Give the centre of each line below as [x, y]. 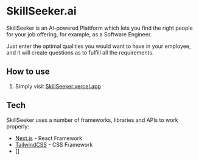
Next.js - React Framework [49, 138]
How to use [28, 72]
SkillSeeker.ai [42, 11]
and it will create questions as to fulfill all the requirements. [80, 52]
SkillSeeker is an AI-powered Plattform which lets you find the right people [100, 28]
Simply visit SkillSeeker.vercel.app [58, 86]
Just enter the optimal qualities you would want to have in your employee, [99, 46]
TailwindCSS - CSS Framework [54, 144]
